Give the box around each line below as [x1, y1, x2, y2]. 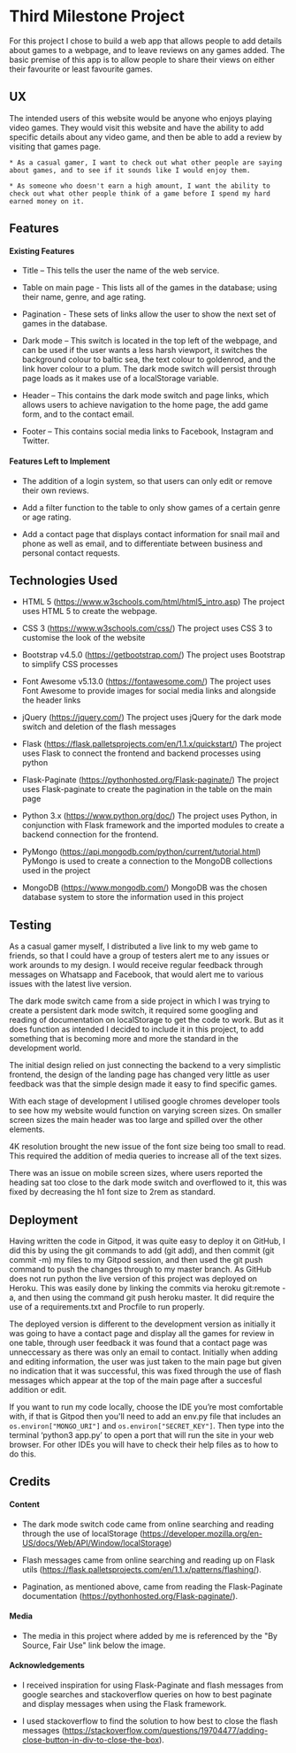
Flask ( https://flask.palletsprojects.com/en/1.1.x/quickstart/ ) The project [21, 739, 282, 750]
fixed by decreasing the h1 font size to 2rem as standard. [9, 1187, 216, 1197]
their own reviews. [21, 485, 90, 496]
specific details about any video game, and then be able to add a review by [9, 131, 283, 142]
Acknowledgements [9, 1660, 86, 1671]
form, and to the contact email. [21, 409, 134, 419]
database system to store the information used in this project [21, 892, 245, 903]
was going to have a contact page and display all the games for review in [9, 1327, 275, 1338]
